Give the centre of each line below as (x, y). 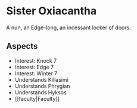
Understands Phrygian (42, 86)
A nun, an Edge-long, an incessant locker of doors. (68, 27)
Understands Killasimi (41, 79)
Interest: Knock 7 (36, 60)
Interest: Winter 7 (36, 73)
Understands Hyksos (41, 92)
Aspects (22, 46)
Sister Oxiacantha (52, 11)
